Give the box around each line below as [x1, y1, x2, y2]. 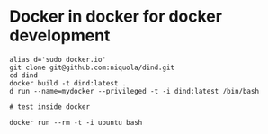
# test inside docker [9, 102, 91, 112]
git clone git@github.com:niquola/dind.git [9, 63, 175, 72]
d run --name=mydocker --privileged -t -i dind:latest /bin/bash [9, 86, 259, 95]
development [9, 25, 111, 46]
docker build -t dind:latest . [9, 78, 127, 87]
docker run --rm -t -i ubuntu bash [9, 118, 143, 127]
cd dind [9, 70, 39, 80]
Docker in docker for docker [9, 6, 223, 27]
